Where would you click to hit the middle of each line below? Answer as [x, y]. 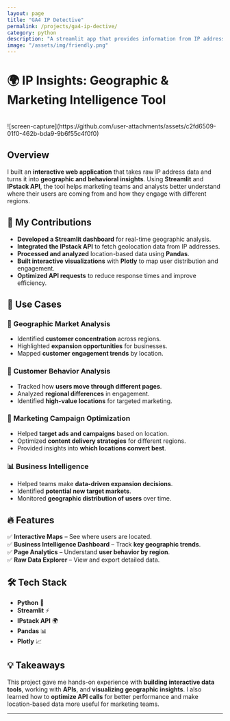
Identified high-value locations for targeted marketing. [94, 401]
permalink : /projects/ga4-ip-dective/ [62, 26]
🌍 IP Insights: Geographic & [88, 81]
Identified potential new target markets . [74, 491]
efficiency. [31, 283]
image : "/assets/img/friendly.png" [58, 45]
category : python [32, 33]
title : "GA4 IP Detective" [46, 20]
